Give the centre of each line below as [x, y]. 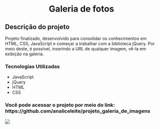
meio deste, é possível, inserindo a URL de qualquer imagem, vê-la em [76, 49]
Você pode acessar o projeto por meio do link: [60, 105]
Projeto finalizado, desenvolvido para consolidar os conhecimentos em [76, 38]
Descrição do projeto [37, 27]
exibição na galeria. [24, 54]
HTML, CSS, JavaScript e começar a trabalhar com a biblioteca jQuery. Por [80, 44]
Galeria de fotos [81, 9]
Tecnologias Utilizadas [32, 66]
